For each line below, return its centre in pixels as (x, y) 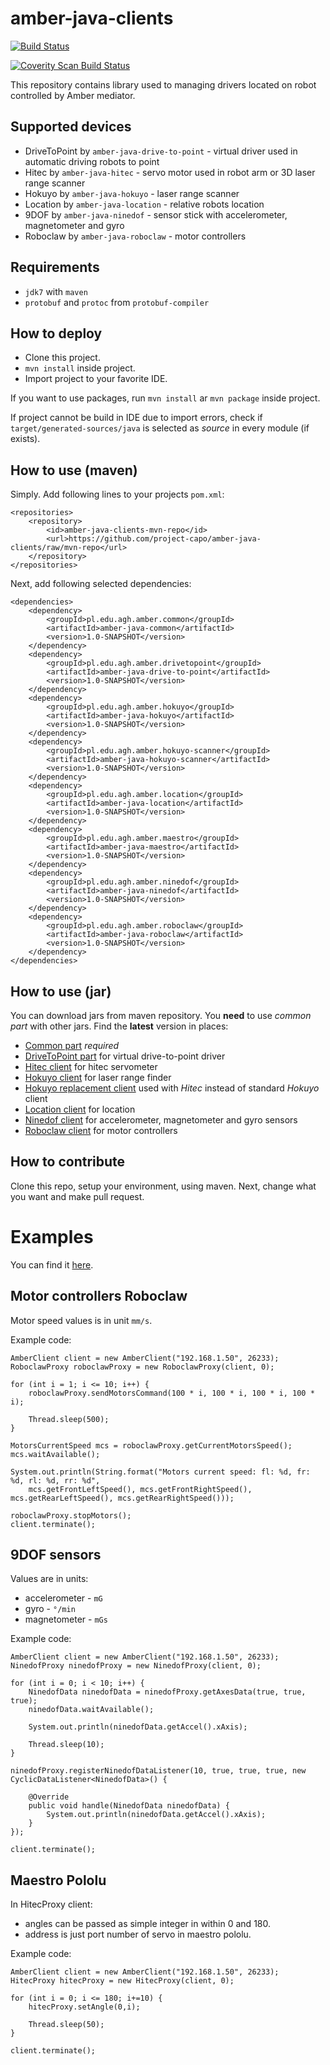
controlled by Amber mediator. (73, 95)
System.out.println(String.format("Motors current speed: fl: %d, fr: (160, 1472)
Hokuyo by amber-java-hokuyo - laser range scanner (132, 193)
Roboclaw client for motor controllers (101, 1130)
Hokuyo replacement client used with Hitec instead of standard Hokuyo (172, 1088)
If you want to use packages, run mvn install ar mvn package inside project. (165, 398)
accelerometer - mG (63, 1598)
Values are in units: (49, 1579)
